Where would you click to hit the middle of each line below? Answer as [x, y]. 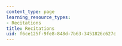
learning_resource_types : [38, 17]
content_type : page [30, 12]
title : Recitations [30, 28]
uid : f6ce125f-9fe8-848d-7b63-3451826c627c [61, 34]
